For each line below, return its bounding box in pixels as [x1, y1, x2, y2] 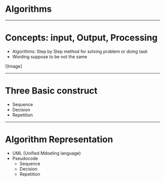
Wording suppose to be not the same [12, 53, 87, 60]
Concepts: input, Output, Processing [5, 32, 158, 43]
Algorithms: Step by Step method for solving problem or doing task [12, 48, 148, 54]
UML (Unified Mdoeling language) [12, 150, 81, 156]
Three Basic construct [5, 85, 98, 97]
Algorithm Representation [5, 134, 113, 145]
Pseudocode [12, 155, 38, 161]
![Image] [5, 63, 22, 69]
